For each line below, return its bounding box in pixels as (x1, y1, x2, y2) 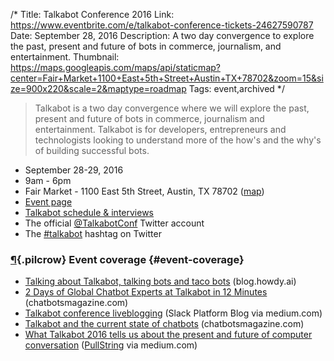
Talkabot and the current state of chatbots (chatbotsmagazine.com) (24, 318, 305, 330)
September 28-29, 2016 (24, 164, 124, 176)
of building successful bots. (34, 145, 150, 156)
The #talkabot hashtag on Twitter (24, 228, 162, 239)
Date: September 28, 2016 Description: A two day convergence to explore (10, 30, 315, 41)
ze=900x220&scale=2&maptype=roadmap (10, 83, 187, 94)
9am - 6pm (24, 175, 72, 186)
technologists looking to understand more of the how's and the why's (34, 134, 322, 146)
